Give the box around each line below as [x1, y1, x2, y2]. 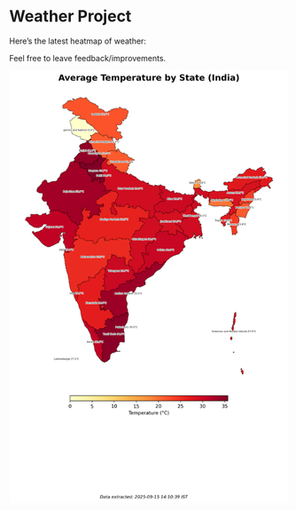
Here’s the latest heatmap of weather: [9, 36, 146, 46]
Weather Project [9, 6, 132, 27]
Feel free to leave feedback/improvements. [9, 52, 167, 63]
